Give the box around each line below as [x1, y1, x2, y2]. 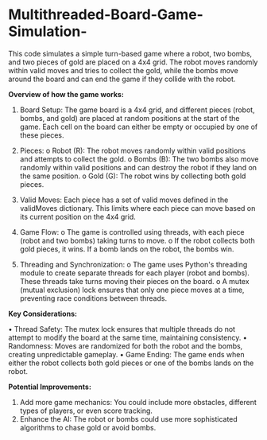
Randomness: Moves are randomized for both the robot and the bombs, [8, 341, 243, 351]
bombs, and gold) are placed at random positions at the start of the [19, 113, 240, 123]
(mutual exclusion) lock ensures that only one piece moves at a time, [19, 285, 245, 294]
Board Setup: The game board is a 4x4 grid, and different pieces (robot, [19, 105, 256, 115]
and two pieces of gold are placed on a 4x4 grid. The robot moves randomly [8, 57, 258, 67]
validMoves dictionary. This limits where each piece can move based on [19, 203, 256, 212]
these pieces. [19, 130, 65, 140]
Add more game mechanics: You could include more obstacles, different [19, 397, 257, 407]
